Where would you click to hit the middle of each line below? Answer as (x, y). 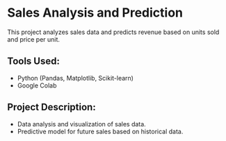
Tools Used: (34, 61)
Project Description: (51, 107)
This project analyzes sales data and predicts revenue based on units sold (113, 32)
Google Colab (37, 85)
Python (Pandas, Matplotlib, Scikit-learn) (75, 78)
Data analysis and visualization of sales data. (81, 124)
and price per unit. (34, 39)
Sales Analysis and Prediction (95, 13)
